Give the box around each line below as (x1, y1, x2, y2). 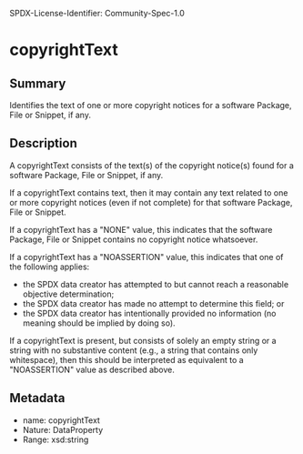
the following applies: (9, 261, 90, 272)
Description (9, 136, 77, 151)
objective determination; (22, 288, 115, 299)
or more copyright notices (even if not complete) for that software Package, (9, 197, 293, 207)
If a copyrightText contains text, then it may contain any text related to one (9, 187, 288, 198)
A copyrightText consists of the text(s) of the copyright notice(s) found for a (9, 159, 294, 171)
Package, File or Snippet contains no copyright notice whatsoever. (9, 234, 258, 245)
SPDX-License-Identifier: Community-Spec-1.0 (9, 8, 185, 18)
